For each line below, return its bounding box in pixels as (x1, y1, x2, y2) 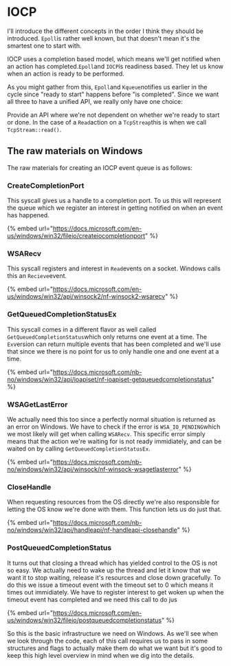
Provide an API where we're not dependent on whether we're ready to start (7, 111, 220, 119)
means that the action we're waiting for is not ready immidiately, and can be (7, 437, 222, 445)
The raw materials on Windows (7, 145, 143, 157)
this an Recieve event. (7, 272, 67, 280)
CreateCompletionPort (7, 180, 85, 190)
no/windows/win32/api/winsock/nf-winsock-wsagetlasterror (7, 465, 179, 473)
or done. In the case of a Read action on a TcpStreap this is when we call (7, 118, 207, 126)
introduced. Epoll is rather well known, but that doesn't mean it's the (7, 34, 201, 42)
